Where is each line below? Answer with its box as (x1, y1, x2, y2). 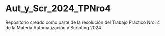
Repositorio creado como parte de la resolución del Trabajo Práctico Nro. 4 (5, 19, 160, 25)
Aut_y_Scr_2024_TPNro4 (5, 3, 111, 14)
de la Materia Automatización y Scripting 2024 (5, 24, 101, 30)
